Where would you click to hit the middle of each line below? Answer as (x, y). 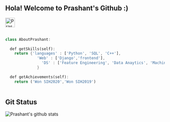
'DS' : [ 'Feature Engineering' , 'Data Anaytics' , (95, 63)
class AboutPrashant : (28, 39)
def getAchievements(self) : (39, 77)
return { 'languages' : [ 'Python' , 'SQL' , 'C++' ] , (68, 53)
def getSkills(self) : (33, 49)
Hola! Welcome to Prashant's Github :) (67, 8)
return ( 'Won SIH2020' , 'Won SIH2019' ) (55, 82)
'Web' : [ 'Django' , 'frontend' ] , (71, 58)
